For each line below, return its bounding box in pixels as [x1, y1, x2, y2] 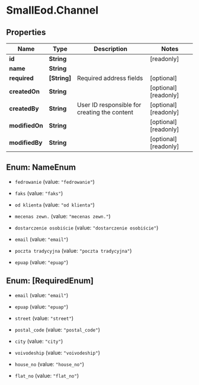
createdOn [9, 87, 40, 96]
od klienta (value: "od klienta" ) [14, 201, 95, 208]
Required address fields [76, 74, 143, 82]
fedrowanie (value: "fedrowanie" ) [14, 178, 95, 185]
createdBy [9, 104, 40, 113]
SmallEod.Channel [6, 4, 99, 17]
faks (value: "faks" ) [14, 189, 63, 196]
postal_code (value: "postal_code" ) [14, 326, 101, 333]
